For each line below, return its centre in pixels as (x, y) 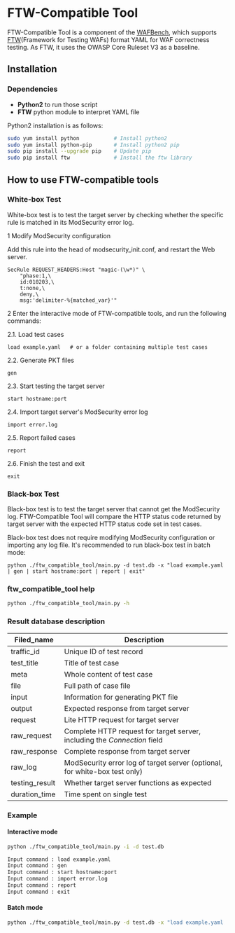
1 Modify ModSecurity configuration (59, 235)
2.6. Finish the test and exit (46, 463)
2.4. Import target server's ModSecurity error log (78, 412)
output (22, 708)
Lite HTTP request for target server (122, 719)
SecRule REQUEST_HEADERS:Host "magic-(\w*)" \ (76, 270)
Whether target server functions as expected (138, 782)
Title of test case (92, 663)
